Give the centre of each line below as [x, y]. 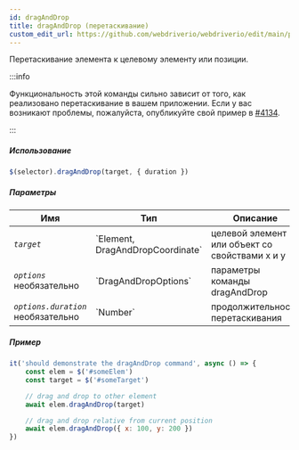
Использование [40, 150]
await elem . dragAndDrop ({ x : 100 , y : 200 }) [109, 429]
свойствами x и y [248, 256]
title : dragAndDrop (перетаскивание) [79, 26]
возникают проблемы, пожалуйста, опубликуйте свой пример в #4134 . [145, 113]
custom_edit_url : [41, 34]
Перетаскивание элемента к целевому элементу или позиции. [129, 60]
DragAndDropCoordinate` [149, 250]
